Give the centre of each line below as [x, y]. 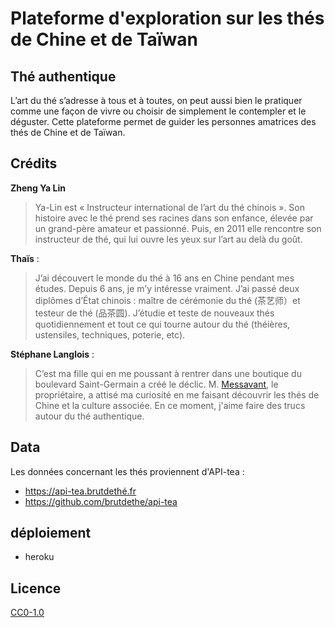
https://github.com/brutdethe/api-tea [101, 501]
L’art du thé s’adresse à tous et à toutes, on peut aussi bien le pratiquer [156, 100]
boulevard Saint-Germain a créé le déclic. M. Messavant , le [156, 384]
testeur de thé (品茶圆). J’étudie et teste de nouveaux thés [154, 313]
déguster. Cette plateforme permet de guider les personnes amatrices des [163, 121]
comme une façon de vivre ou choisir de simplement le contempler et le [158, 111]
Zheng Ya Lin [38, 188]
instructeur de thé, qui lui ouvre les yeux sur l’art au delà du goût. [168, 239]
